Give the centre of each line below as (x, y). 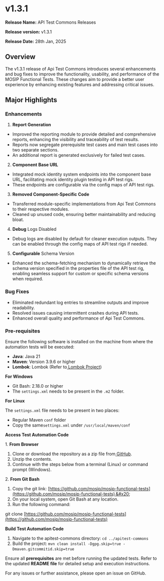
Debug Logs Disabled (34, 229)
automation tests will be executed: (40, 347)
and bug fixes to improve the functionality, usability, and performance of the (82, 74)
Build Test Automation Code (34, 529)
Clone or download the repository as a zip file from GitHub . (72, 454)
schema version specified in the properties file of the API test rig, (78, 268)
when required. (28, 279)
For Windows (19, 377)
